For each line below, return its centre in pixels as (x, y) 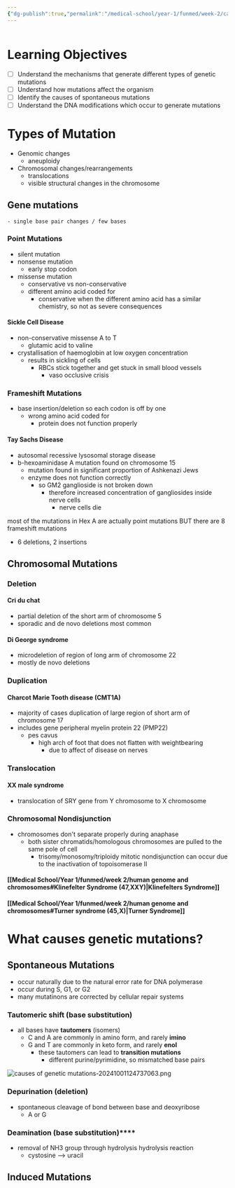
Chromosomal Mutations (62, 564)
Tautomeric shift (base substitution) (70, 1015)
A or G (37, 1114)
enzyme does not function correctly (79, 477)
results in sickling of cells (64, 360)
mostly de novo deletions (54, 662)
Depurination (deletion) (48, 1092)
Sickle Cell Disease (36, 322)
